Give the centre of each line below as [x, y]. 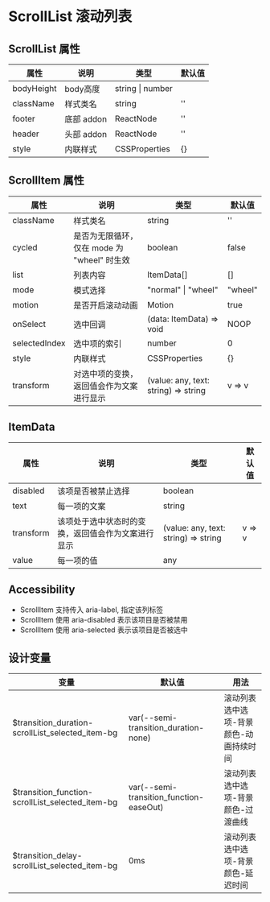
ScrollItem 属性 [46, 181]
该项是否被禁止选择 [94, 490]
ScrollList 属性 [44, 49]
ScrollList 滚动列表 [70, 17]
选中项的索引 [98, 343]
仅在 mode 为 [98, 248]
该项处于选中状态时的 [98, 521]
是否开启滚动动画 [106, 305]
